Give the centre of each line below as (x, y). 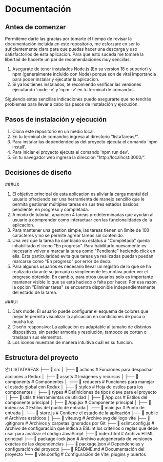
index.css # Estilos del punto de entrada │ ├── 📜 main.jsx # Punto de (75, 408)
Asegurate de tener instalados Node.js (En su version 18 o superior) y (82, 69)
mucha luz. (23, 321)
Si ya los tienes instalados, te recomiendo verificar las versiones (77, 84)
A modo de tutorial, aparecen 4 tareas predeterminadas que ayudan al (83, 214)
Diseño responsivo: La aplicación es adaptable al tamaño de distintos (81, 327)
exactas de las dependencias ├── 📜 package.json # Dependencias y (74, 444)
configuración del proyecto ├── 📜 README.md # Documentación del (75, 449)
